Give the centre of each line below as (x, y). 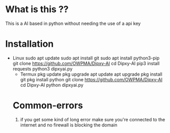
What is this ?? (37, 9)
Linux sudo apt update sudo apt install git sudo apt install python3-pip (86, 58)
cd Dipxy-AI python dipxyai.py (52, 85)
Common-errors (48, 106)
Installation (30, 44)
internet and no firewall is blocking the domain (69, 125)
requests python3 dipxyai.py (42, 69)
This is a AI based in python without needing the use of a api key (73, 23)
